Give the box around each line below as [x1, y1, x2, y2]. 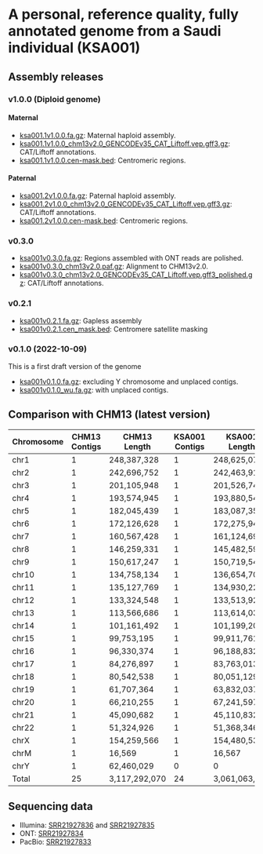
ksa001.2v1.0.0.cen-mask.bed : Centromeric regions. [19, 216, 189, 225]
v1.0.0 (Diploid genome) [8, 93, 102, 104]
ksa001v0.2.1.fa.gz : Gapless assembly [19, 316, 142, 325]
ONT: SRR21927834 [19, 829, 85, 838]
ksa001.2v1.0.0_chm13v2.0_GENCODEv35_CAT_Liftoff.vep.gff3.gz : [19, 199, 232, 209]
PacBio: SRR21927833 [19, 838, 92, 847]
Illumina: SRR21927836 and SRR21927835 [19, 820, 155, 830]
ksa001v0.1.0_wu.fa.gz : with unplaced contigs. [19, 385, 169, 394]
